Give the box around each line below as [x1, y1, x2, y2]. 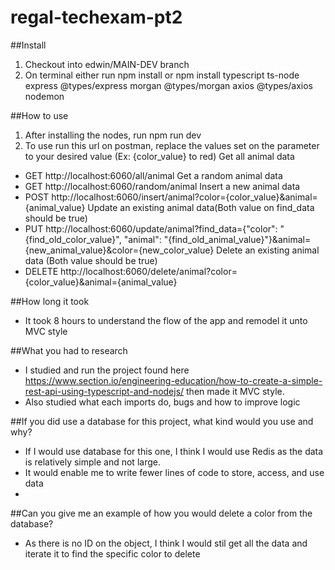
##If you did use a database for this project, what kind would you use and [10, 415, 314, 427]
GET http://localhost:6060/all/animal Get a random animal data [24, 169, 283, 181]
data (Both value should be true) [24, 254, 158, 266]
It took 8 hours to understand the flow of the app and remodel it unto [24, 314, 308, 326]
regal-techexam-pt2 [10, 6, 183, 29]
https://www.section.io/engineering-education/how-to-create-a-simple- [24, 374, 323, 386]
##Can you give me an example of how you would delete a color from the [10, 507, 313, 519]
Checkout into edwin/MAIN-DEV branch [24, 58, 190, 70]
